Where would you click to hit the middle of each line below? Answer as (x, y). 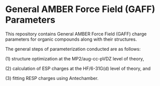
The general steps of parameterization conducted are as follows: (73, 49)
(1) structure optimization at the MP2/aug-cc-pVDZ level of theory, (75, 58)
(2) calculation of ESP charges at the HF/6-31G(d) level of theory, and (78, 68)
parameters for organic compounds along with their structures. (71, 39)
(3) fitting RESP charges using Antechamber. (52, 78)
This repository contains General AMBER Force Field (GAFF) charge (76, 34)
